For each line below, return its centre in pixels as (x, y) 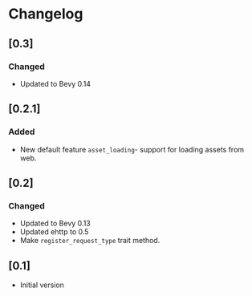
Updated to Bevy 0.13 (55, 223)
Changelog (46, 14)
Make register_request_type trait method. (90, 241)
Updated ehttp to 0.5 (54, 232)
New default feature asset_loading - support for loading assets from (132, 149)
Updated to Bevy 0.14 (55, 83)
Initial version (42, 285)
